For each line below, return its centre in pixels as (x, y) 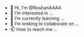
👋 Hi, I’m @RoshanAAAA (36, 8)
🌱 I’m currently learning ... (37, 18)
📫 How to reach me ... (34, 29)
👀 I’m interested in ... (32, 13)
